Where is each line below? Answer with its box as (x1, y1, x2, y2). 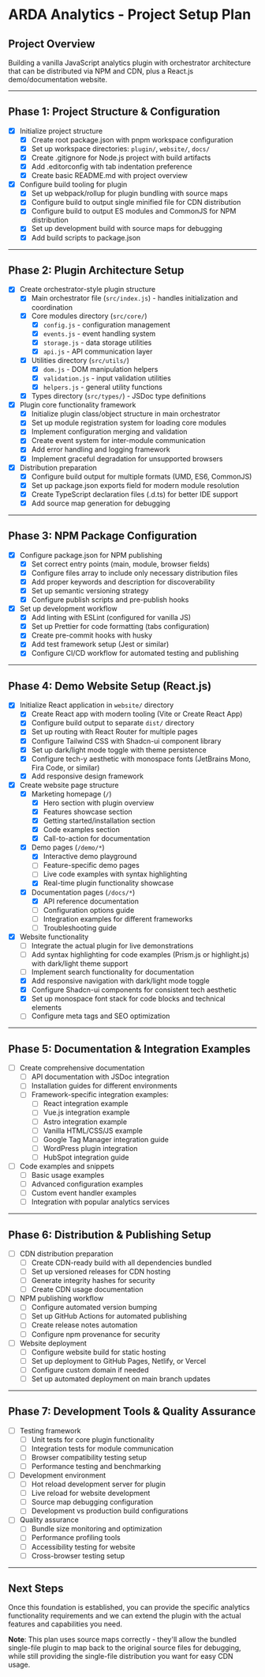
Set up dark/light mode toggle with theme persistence (31, 745, 207, 755)
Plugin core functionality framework (19, 400, 136, 410)
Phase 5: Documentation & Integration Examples (8, 1042, 251, 1055)
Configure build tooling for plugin (19, 180, 128, 189)
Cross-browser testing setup (31, 1550, 125, 1560)
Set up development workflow (19, 604, 118, 614)
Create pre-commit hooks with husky (31, 630, 152, 640)
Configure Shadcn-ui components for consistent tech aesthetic (31, 985, 237, 994)
